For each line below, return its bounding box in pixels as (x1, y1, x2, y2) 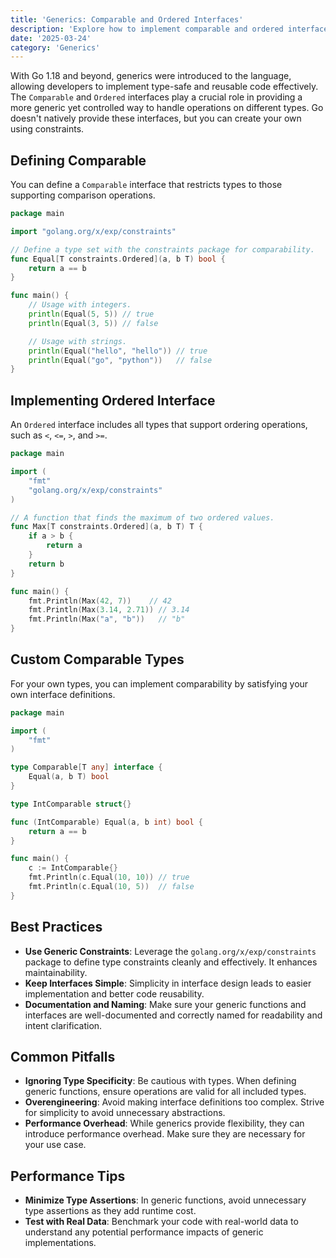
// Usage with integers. (28, 300, 132, 310)
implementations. (24, 1237, 97, 1249)
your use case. (24, 1139, 87, 1151)
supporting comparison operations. (10, 189, 156, 201)
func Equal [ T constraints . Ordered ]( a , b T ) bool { (10, 254, 226, 264)
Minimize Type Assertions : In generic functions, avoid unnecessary (24, 1194, 307, 1206)
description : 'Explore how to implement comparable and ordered (10, 24, 284, 34)
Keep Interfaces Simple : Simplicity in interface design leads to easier (24, 977, 312, 989)
